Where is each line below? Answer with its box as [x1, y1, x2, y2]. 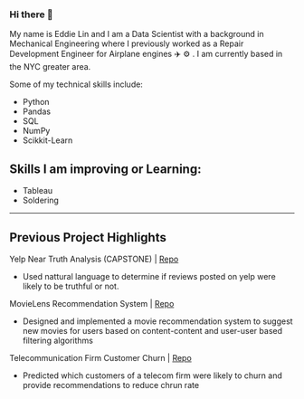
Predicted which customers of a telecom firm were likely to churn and [22, 370, 283, 381]
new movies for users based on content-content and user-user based [22, 325, 283, 336]
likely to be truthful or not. [22, 280, 119, 291]
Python [22, 97, 50, 108]
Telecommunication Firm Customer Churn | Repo [9, 352, 192, 363]
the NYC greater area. [9, 62, 91, 72]
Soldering [22, 195, 59, 206]
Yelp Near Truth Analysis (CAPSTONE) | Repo [9, 253, 179, 264]
